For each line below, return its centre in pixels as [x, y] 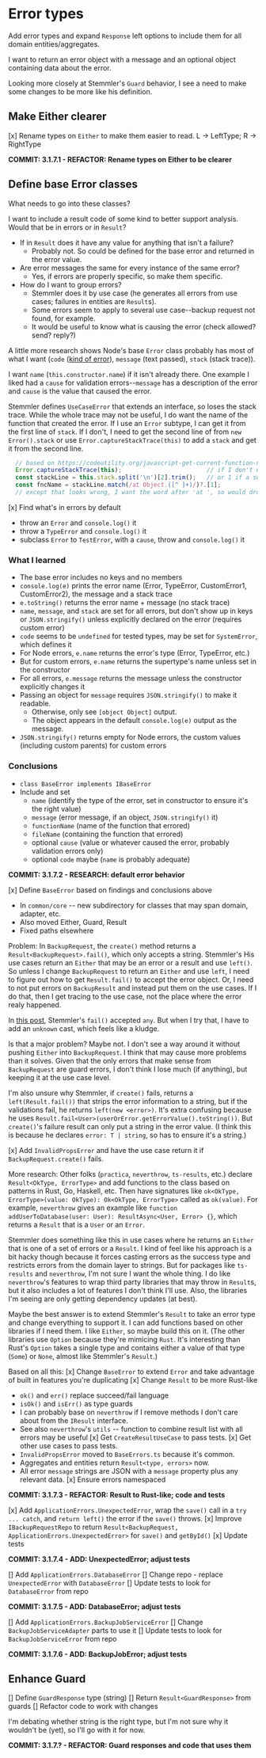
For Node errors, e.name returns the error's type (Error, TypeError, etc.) [135, 653]
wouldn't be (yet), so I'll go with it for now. [77, 1730]
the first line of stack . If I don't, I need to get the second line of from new [125, 432]
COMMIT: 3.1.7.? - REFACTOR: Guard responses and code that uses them [130, 1745]
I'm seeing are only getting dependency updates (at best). [103, 1299]
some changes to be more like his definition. [80, 91]
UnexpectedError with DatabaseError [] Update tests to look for [110, 1583]
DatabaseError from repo [48, 1591]
